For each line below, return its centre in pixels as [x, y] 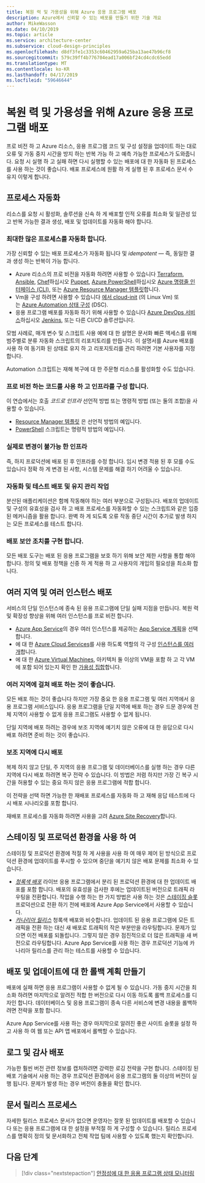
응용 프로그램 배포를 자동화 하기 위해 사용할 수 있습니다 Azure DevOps [99, 313]
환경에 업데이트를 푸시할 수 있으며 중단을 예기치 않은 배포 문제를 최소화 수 [105, 861]
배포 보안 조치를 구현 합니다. [45, 541]
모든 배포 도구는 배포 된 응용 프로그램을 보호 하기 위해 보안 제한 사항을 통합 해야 [101, 556]
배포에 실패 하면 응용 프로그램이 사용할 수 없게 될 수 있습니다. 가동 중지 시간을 [99, 987]
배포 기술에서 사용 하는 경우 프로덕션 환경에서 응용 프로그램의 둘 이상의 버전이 [99, 1076]
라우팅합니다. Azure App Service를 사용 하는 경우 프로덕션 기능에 [110, 943]
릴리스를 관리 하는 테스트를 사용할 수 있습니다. [86, 950]
